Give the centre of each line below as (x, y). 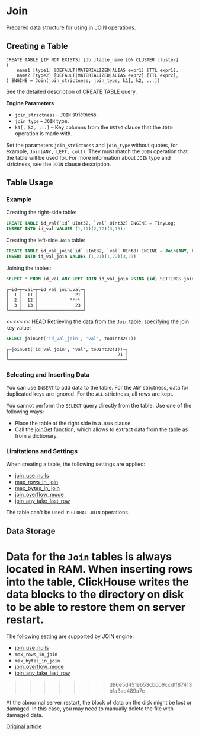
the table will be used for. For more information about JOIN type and (89, 157)
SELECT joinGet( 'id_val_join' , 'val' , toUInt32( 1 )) (71, 339)
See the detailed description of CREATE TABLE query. (72, 91)
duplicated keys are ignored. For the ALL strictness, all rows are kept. (90, 394)
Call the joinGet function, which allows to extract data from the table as (101, 429)
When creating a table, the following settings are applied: (76, 464)
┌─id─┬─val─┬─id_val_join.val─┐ (46, 289)
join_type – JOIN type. (42, 121)
